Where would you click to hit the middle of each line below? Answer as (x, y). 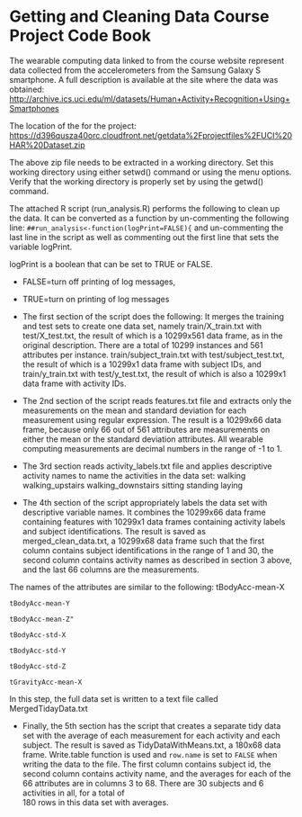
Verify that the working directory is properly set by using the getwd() (137, 181)
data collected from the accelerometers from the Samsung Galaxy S (135, 70)
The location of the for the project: (73, 126)
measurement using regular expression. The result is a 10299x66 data (151, 419)
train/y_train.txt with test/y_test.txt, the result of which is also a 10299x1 (154, 373)
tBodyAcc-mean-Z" (42, 619)
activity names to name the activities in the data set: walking (134, 475)
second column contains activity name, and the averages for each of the (156, 773)
